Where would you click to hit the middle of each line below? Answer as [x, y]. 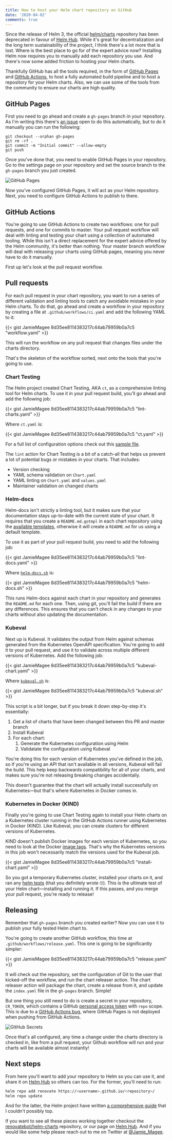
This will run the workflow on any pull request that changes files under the [84, 342]
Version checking [31, 470]
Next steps [23, 1064]
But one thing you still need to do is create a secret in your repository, [79, 1000]
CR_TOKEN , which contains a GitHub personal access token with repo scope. [84, 1006]
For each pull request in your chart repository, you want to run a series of [83, 295]
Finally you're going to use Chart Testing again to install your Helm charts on [86, 815]
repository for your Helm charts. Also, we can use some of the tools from [83, 82]
